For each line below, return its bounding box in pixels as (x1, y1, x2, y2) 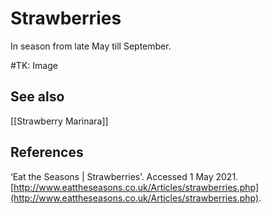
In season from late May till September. (10, 40, 172, 52)
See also (10, 88, 65, 106)
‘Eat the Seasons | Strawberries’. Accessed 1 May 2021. (10, 170, 239, 182)
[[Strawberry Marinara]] (10, 115, 109, 127)
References (10, 144, 84, 161)
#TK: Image (10, 59, 58, 71)
